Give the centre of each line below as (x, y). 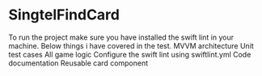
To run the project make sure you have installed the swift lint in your (121, 37)
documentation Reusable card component (78, 63)
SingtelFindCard (64, 15)
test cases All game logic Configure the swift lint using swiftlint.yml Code (130, 54)
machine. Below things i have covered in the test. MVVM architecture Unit (131, 45)
